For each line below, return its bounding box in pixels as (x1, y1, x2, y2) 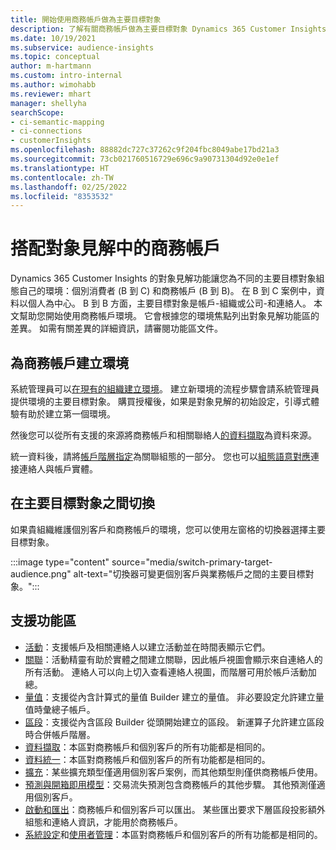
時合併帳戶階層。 (24, 728, 96, 740)
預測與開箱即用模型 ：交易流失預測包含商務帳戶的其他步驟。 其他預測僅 (24, 778, 317, 790)
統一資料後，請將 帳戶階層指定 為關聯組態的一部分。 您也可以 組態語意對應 (10, 451, 311, 462)
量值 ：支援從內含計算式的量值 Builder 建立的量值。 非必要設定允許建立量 (24, 691, 325, 703)
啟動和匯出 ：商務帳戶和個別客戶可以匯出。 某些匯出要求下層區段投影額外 (24, 803, 326, 815)
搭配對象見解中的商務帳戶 (10, 237, 222, 260)
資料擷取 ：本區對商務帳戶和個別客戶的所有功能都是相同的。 (24, 741, 271, 753)
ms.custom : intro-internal (10, 71, 123, 81)
